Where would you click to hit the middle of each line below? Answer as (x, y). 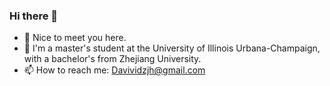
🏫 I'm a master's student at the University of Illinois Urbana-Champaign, (172, 48)
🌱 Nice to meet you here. (75, 38)
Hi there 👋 (34, 16)
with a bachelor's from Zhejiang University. (112, 59)
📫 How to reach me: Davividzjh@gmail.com (114, 70)
